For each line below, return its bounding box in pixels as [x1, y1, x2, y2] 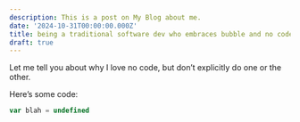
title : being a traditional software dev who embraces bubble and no [9, 29, 274, 38]
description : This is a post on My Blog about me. [9, 12, 202, 22]
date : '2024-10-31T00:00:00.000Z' [9, 21, 138, 30]
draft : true [9, 37, 54, 47]
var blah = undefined [9, 106, 90, 116]
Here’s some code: [9, 89, 79, 100]
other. [9, 72, 31, 83]
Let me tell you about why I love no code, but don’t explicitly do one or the [9, 62, 282, 73]
